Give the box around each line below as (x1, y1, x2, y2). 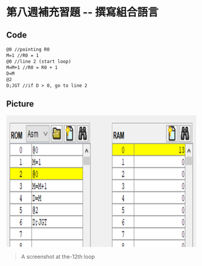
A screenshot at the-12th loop (21, 253, 95, 260)
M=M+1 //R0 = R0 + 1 (6, 64, 58, 70)
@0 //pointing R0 (6, 46, 50, 52)
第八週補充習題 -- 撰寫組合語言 (6, 5, 159, 19)
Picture (6, 99, 34, 109)
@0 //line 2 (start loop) (6, 58, 71, 64)
